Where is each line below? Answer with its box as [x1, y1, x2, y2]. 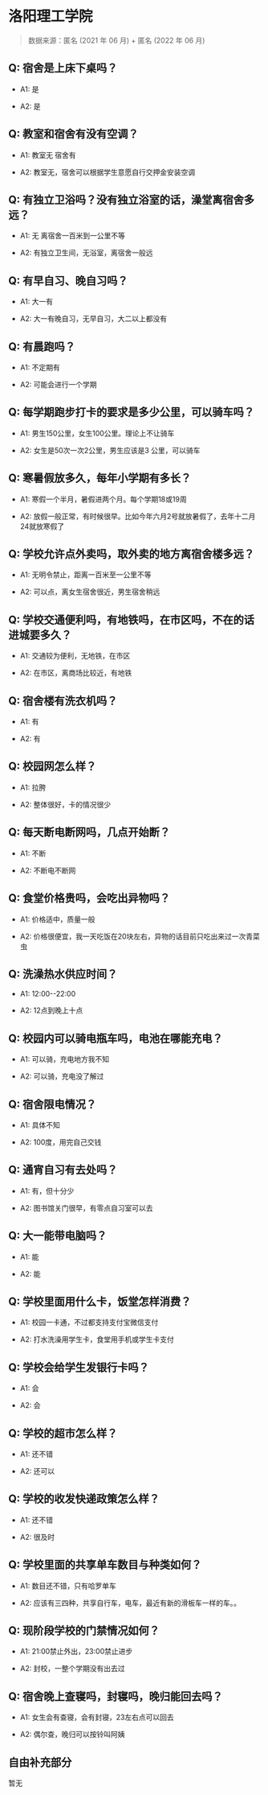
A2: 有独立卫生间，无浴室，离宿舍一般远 [19, 248, 153, 258]
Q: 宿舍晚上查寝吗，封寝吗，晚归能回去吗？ [8, 1690, 223, 1703]
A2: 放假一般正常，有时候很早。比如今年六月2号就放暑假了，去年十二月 [19, 511, 256, 521]
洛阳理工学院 [8, 7, 94, 26]
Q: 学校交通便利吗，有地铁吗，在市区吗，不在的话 [8, 613, 255, 626]
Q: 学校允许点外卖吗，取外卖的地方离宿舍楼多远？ [8, 547, 255, 561]
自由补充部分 [8, 1756, 72, 1769]
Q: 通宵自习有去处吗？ [8, 1163, 118, 1177]
